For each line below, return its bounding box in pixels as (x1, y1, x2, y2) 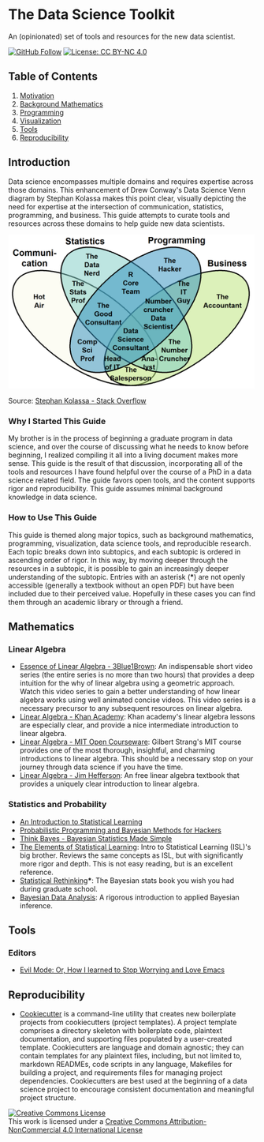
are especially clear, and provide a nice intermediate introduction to (19, 720, 239, 730)
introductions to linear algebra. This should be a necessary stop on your (19, 754, 254, 764)
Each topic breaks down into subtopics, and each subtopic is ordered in (8, 547, 241, 556)
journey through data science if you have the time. (19, 762, 184, 772)
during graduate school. (19, 884, 99, 893)
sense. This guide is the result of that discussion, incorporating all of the (8, 459, 243, 468)
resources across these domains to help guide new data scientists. (8, 219, 225, 228)
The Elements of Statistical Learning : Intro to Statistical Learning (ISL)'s (19, 842, 251, 851)
